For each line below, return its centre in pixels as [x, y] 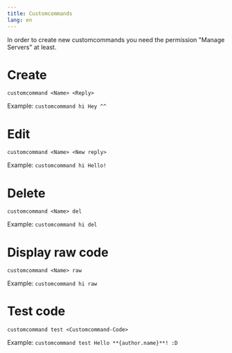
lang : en [20, 20]
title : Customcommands [40, 13]
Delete [26, 193]
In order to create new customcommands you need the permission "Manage [116, 39]
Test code [36, 311]
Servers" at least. [32, 47]
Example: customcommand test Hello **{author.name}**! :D [92, 343]
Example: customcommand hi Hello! [57, 165]
